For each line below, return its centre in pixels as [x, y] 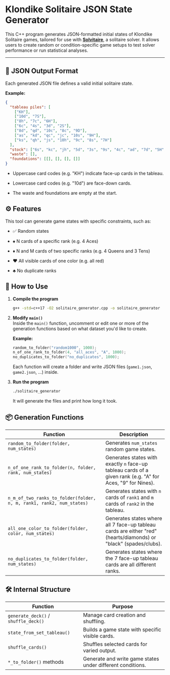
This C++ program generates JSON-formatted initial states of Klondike [79, 34]
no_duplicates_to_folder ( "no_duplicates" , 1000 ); [66, 357]
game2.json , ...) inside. [35, 372]
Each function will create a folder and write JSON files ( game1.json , [82, 367]
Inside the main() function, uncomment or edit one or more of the [80, 323]
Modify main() [28, 317]
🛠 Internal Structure [38, 590]
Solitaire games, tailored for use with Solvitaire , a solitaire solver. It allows [82, 40]
